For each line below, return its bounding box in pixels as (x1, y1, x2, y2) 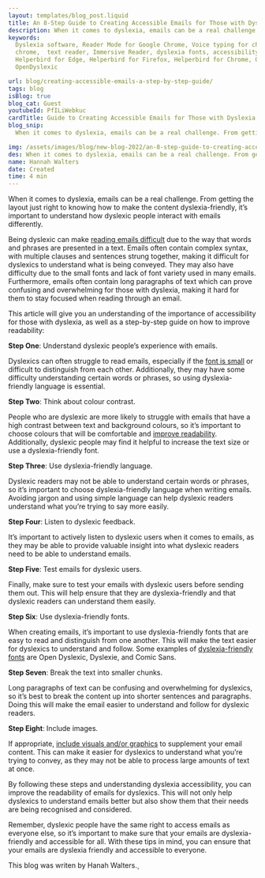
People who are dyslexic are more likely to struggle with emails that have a (8, 412, 251, 422)
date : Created (8, 165, 55, 173)
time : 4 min (8, 172, 47, 180)
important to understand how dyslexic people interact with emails (8, 211, 221, 221)
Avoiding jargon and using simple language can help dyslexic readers (8, 494, 234, 503)
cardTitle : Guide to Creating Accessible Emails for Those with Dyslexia (8, 114, 256, 123)
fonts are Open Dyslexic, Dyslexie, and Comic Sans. (8, 653, 177, 662)
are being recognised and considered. (8, 804, 132, 815)
